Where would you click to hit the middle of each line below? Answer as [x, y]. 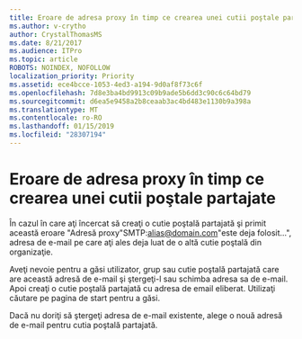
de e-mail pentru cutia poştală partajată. [84, 325]
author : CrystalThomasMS [56, 34]
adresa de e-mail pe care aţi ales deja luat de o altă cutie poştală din [136, 242]
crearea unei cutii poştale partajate [143, 198]
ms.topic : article [44, 59]
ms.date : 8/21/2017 [46, 43]
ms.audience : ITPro [46, 51]
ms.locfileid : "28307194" [58, 135]
